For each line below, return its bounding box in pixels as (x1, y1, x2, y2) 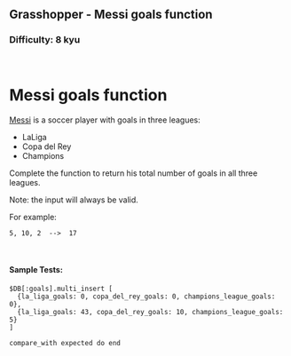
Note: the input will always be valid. (9, 194, 139, 205)
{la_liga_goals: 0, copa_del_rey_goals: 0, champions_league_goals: (17, 292, 276, 301)
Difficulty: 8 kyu (9, 34, 81, 46)
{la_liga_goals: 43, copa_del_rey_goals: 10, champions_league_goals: (17, 307, 284, 316)
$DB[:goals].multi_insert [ (9, 284, 114, 293)
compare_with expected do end (9, 338, 122, 347)
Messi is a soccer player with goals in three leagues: (9, 115, 201, 125)
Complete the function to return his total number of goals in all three (9, 168, 258, 178)
